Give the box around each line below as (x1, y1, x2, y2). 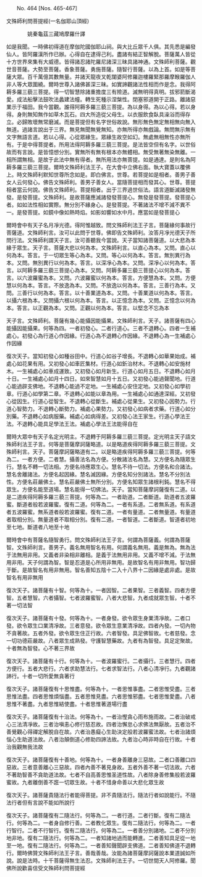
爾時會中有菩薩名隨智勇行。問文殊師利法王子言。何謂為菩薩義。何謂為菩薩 (6, 536, 191, 543)
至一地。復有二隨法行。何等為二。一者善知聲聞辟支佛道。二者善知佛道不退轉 (6, 842, 196, 849)
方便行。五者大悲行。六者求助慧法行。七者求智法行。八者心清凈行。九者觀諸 (6, 665, 196, 672)
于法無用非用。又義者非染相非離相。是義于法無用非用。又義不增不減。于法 (6, 551, 191, 558)
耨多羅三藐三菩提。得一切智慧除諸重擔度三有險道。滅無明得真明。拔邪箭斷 (6, 89, 191, 95)
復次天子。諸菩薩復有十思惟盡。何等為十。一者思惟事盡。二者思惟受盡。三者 (6, 685, 196, 692)
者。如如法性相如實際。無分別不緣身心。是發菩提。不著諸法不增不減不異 (6, 201, 185, 208)
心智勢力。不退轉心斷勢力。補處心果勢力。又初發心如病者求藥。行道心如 (11, 405, 191, 412)
